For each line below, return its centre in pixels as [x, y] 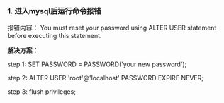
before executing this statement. [55, 36]
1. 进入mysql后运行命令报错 [54, 11]
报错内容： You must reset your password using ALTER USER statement [112, 28]
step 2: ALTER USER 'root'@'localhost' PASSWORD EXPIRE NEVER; [106, 78]
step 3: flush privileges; [42, 92]
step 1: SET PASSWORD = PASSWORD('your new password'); [97, 64]
